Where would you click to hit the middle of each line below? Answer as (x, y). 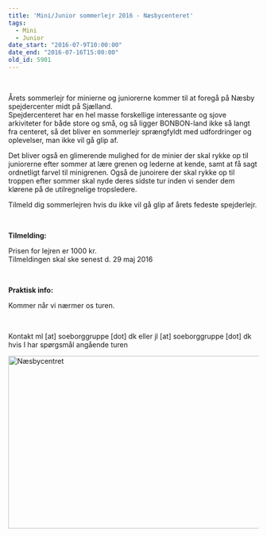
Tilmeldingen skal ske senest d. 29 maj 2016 (81, 259)
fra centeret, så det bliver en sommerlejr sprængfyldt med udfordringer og (130, 131)
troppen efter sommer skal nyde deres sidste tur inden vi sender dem (122, 180)
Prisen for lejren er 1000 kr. (52, 250)
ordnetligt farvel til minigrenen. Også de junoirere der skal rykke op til (122, 172)
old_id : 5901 (30, 60)
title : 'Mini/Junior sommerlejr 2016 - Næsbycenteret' (101, 15)
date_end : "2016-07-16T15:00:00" (64, 52)
